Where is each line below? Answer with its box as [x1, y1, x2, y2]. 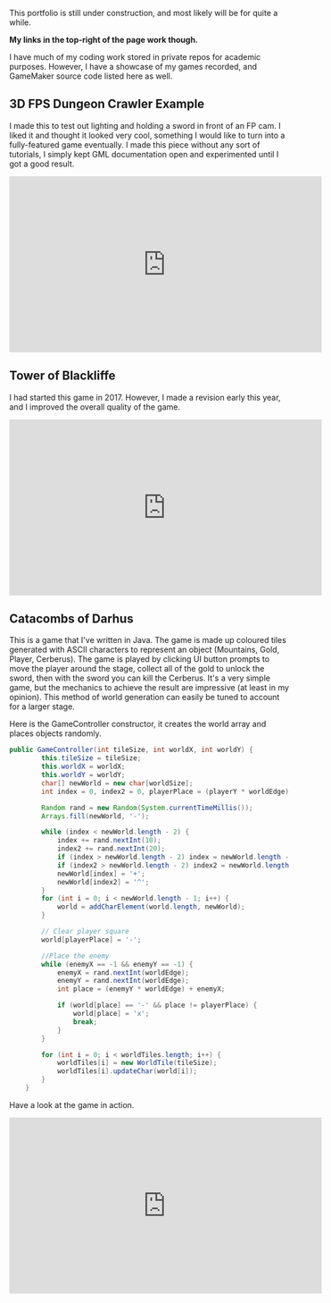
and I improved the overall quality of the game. [9, 402, 181, 412]
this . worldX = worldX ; [41, 762, 126, 772]
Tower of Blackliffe [9, 368, 116, 384]
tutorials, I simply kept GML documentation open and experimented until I [9, 148, 279, 159]
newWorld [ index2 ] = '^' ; [56, 877, 150, 886]
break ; [72, 1017, 98, 1027]
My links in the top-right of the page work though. [9, 35, 199, 45]
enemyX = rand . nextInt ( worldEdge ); [56, 968, 190, 977]
